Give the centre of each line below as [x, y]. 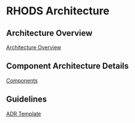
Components [22, 80]
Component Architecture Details [67, 66]
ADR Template [24, 113]
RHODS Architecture [58, 11]
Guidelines [26, 99]
